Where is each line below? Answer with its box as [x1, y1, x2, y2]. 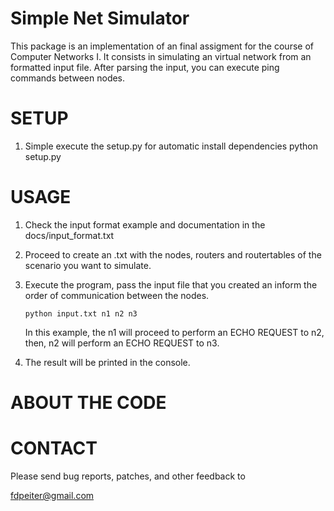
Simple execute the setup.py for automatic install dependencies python [24, 140, 318, 152]
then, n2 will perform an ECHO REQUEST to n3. [24, 337, 220, 349]
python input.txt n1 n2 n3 [24, 308, 138, 319]
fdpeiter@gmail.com [10, 489, 95, 501]
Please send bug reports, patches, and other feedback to [10, 470, 246, 482]
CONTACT [10, 437, 98, 460]
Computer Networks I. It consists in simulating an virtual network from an [10, 50, 312, 62]
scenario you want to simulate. [24, 259, 152, 271]
